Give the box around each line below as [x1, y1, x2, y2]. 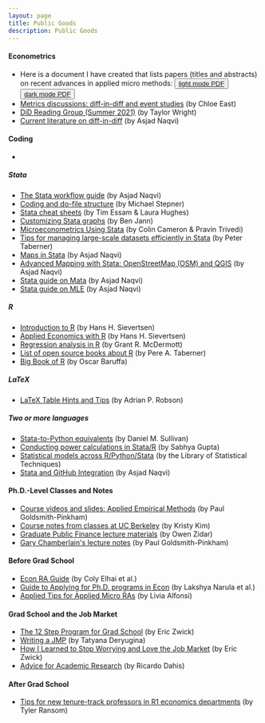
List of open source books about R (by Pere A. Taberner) [19, 347, 206, 357]
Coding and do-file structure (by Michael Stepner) [19, 199, 185, 208]
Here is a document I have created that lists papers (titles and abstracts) [19, 69, 258, 78]
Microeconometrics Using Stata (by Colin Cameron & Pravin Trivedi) [19, 224, 243, 234]
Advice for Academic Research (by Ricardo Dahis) [19, 661, 185, 671]
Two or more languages [8, 413, 89, 423]
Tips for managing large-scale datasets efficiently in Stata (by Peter [19, 233, 243, 243]
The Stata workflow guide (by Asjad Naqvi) [19, 190, 162, 200]
